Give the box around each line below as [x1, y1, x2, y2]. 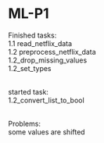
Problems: [8, 119, 41, 128]
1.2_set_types [8, 63, 52, 73]
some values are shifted [8, 127, 85, 137]
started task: [8, 87, 49, 96]
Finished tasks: [8, 30, 57, 40]
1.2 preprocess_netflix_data [8, 47, 96, 56]
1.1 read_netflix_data [8, 38, 73, 48]
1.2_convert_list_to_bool [8, 95, 84, 105]
